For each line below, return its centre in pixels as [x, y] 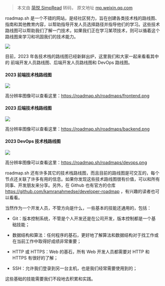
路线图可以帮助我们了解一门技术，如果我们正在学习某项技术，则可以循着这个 [82, 31]
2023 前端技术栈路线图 [28, 75]
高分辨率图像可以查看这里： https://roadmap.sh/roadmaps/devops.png [76, 162]
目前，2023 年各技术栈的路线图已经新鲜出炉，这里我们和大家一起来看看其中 [82, 56]
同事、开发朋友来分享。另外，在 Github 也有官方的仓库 [60, 185]
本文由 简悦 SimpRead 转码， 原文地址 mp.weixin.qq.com [75, 8]
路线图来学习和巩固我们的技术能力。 [42, 37]
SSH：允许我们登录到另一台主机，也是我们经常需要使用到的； [75, 268]
